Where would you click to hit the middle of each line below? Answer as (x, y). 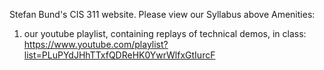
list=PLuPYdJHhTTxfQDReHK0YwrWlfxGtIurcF (119, 55)
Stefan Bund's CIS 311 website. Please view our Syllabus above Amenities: (162, 14)
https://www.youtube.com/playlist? (96, 44)
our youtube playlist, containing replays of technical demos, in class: (165, 33)
